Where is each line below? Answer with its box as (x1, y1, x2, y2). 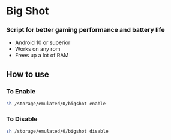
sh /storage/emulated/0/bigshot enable (6, 101, 106, 107)
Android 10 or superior (14, 39, 71, 46)
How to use (6, 69, 49, 79)
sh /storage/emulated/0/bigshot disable (6, 129, 109, 135)
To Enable (6, 87, 36, 95)
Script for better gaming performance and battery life (6, 26, 165, 34)
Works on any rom (14, 45, 61, 53)
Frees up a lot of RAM (14, 52, 69, 59)
